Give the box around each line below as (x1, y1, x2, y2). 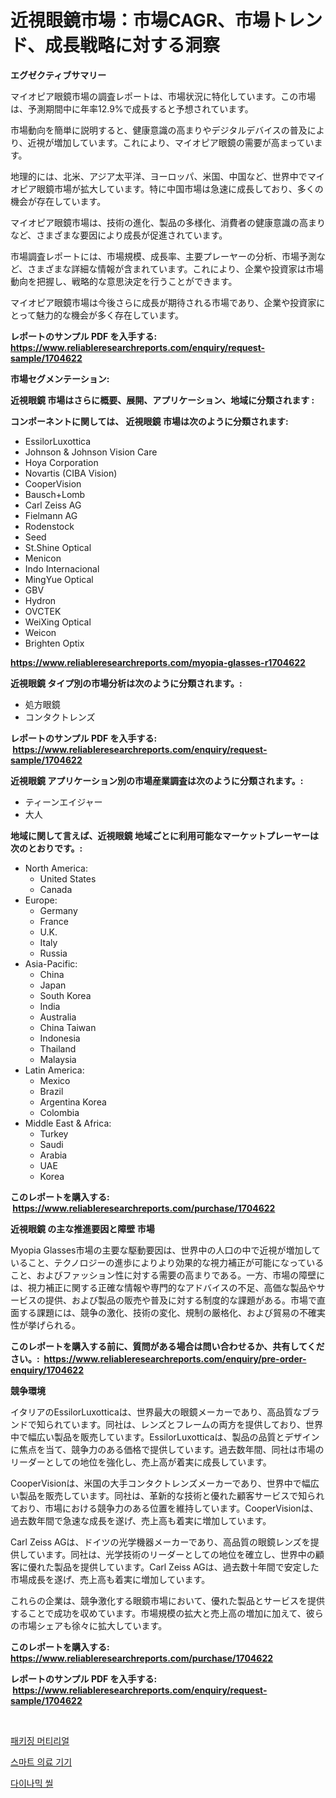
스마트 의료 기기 (10, 1756, 73, 1768)
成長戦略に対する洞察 (44, 34, 220, 57)
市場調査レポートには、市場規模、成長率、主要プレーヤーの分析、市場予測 (10, 250, 317, 262)
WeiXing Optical (24, 616, 92, 628)
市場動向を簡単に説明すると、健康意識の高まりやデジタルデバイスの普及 (10, 124, 308, 136)
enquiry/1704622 (10, 1364, 84, 1376)
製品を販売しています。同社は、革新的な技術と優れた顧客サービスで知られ (18, 1489, 325, 1501)
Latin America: (24, 1064, 85, 1076)
